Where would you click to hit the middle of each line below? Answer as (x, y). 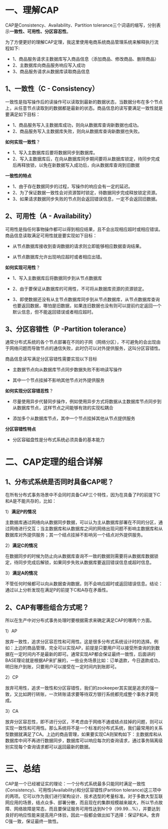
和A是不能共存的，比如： (31, 501)
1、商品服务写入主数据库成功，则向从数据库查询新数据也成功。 (77, 125)
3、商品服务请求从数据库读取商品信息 (51, 71)
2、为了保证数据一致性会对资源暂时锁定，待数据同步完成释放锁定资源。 (86, 192)
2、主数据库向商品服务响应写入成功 (49, 65)
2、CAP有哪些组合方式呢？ (47, 607)
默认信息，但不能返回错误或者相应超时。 (54, 312)
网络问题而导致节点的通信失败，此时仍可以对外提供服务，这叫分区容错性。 (86, 348)
